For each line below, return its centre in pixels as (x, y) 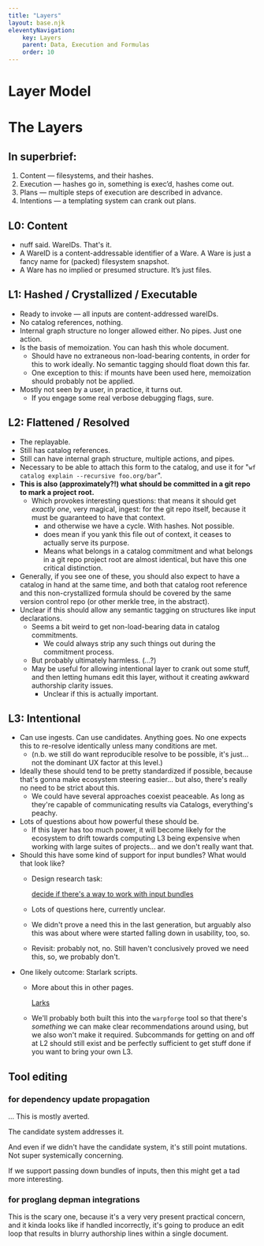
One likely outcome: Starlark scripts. (78, 972)
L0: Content (38, 226)
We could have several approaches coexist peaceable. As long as (138, 796)
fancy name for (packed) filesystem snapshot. (94, 261)
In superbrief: (43, 156)
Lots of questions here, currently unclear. (98, 909)
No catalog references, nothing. (71, 322)
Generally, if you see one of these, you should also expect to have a (130, 576)
